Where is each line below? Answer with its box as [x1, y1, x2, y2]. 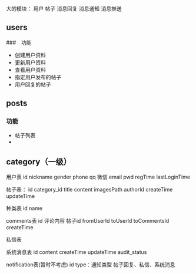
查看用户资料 [14, 66, 46, 73]
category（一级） [6, 157, 72, 167]
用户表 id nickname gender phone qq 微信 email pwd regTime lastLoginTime [6, 173, 190, 181]
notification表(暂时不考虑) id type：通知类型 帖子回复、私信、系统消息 [6, 261, 175, 268]
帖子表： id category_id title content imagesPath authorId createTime [6, 186, 173, 193]
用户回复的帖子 [14, 81, 51, 88]
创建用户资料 [14, 51, 46, 58]
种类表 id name [6, 205, 43, 212]
